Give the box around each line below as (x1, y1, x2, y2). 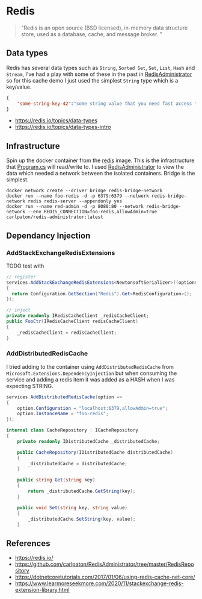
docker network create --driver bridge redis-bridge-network (6, 188, 163, 194)
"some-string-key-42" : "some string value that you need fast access (17, 101, 192, 107)
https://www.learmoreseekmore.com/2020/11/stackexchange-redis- (14, 580, 184, 587)
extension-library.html (14, 586, 70, 594)
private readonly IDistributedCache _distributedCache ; (17, 438, 161, 444)
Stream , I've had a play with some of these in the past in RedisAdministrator (6, 71, 192, 78)
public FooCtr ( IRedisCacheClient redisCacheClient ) (6, 318, 138, 324)
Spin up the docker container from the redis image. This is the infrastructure (6, 157, 195, 164)
